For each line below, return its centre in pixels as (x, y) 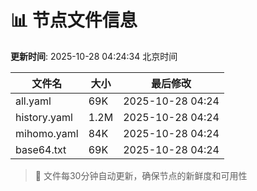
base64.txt (41, 149)
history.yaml (44, 117)
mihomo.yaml (47, 133)
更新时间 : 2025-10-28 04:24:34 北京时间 (94, 56)
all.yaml (33, 101)
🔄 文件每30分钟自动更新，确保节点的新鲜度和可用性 (141, 175)
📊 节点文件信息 (74, 20)
